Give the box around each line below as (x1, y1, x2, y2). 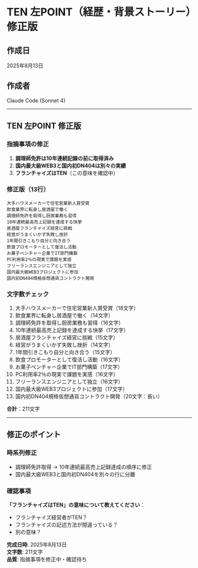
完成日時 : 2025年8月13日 (6, 541, 67, 548)
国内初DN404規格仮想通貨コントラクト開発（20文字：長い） (15, 393, 163, 400)
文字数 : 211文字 (6, 549, 43, 556)
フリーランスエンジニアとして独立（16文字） (15, 378, 124, 386)
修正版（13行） (6, 185, 49, 194)
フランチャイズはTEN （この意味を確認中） (15, 169, 119, 177)
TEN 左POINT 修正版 (6, 121, 82, 131)
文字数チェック (6, 290, 49, 298)
